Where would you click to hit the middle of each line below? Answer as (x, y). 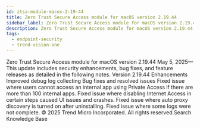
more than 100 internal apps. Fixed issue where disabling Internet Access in (99, 93)
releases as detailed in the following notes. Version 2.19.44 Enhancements (97, 74)
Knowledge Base (27, 118)
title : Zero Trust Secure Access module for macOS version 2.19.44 (92, 17)
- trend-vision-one (36, 45)
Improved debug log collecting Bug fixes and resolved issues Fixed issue (96, 80)
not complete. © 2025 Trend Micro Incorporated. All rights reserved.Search (99, 112)
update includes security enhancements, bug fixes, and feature (96, 68)
